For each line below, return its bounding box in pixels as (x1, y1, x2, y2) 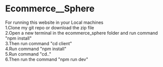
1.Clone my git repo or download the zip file (5, 24, 95, 30)
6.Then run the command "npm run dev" (5, 56, 88, 62)
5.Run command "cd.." (5, 51, 51, 57)
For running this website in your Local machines (5, 19, 104, 25)
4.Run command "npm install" (5, 46, 67, 52)
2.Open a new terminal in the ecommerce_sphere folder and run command (5, 30, 158, 36)
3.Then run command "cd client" (5, 40, 72, 46)
